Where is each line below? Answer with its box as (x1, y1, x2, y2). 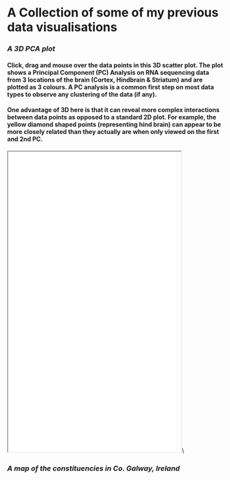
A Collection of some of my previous (7, 5, 219, 21)
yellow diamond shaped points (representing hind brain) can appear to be (7, 120, 222, 128)
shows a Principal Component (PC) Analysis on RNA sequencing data (7, 68, 209, 76)
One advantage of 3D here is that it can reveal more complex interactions (7, 106, 220, 114)
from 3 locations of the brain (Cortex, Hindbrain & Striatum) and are (7, 76, 203, 84)
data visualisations (7, 19, 118, 35)
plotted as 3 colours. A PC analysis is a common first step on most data (7, 82, 214, 91)
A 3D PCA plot (7, 44, 56, 54)
